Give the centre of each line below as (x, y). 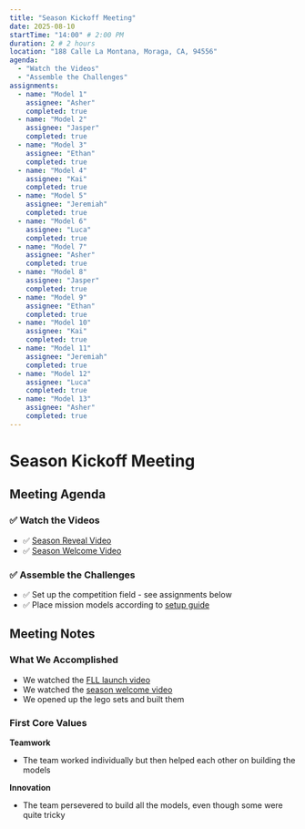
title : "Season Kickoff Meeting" (73, 18)
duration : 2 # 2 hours (52, 43)
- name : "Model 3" (53, 145)
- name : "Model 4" (53, 170)
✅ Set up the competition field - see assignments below (127, 594)
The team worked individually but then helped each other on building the (159, 760)
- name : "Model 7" (53, 247)
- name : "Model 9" (53, 297)
